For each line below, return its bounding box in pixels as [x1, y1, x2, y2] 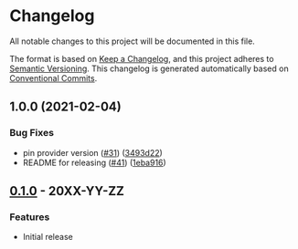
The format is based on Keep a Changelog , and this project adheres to [9, 53, 274, 64]
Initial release [22, 232, 73, 243]
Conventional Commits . [9, 72, 98, 83]
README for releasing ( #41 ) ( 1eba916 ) [22, 157, 166, 168]
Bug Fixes [9, 127, 55, 140]
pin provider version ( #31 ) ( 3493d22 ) [22, 147, 163, 158]
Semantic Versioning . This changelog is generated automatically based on [9, 63, 290, 74]
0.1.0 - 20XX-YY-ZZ [9, 183, 125, 199]
